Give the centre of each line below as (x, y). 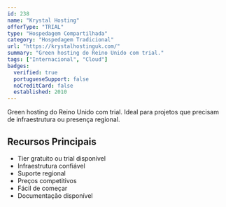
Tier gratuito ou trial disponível (62, 158)
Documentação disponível (55, 195)
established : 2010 (41, 92)
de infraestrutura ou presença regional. (64, 119)
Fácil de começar (42, 188)
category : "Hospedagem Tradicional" (61, 40)
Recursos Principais (52, 141)
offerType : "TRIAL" (36, 27)
